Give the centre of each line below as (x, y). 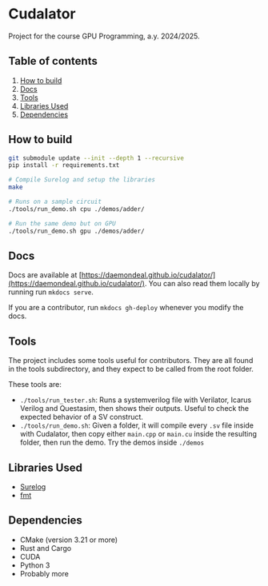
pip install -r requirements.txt (64, 165)
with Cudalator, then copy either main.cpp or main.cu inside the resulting (138, 434)
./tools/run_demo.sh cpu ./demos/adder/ (77, 209)
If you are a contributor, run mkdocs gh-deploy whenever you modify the (126, 308)
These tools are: (35, 385)
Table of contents (53, 61)
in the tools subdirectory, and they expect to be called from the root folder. (131, 369)
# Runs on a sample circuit (55, 202)
